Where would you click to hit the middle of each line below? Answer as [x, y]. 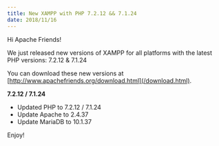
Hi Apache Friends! [34, 39]
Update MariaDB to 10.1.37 [54, 121]
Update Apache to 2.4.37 [53, 114]
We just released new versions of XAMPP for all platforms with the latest [109, 53]
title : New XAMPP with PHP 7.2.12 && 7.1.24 [72, 13]
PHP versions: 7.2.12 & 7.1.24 [47, 60]
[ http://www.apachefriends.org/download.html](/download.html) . [100, 80]
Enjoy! [16, 135]
